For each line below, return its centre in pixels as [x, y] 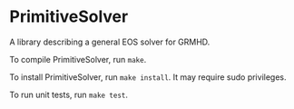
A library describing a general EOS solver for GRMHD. [110, 42]
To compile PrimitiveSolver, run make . [78, 59]
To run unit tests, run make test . [69, 94]
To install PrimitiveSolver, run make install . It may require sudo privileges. [148, 77]
